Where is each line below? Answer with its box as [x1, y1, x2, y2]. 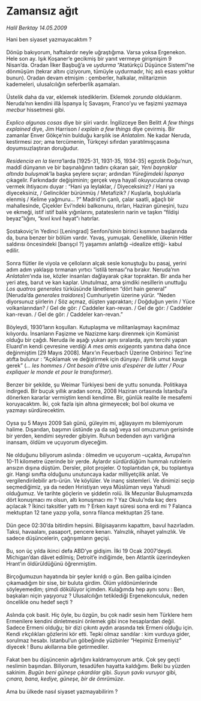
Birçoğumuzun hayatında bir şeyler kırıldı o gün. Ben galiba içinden [6, 573, 171, 580]
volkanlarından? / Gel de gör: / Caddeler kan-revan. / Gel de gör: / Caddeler [6, 304, 193, 311]
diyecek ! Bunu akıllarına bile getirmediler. [6, 643, 109, 650]
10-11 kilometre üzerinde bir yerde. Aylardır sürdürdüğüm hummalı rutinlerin [6, 457, 192, 465]
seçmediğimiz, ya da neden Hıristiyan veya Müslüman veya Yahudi [6, 483, 171, 490]
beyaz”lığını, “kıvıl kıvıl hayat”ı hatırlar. [6, 215, 100, 222]
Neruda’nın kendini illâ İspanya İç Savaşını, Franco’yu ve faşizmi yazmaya [6, 99, 187, 107]
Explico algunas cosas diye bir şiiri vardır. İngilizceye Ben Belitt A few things [6, 119, 194, 126]
